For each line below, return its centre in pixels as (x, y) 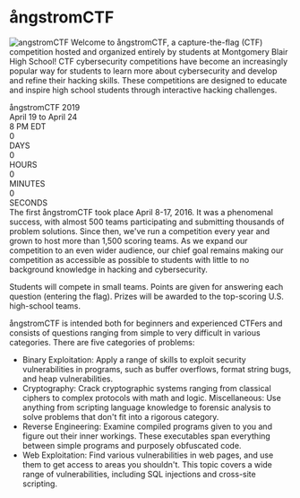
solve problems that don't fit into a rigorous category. (120, 416)
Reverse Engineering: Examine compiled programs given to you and (147, 426)
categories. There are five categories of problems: (102, 342)
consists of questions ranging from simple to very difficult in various (135, 332)
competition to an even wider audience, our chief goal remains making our (146, 250)
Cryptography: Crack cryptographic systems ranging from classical (146, 388)
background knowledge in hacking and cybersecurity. (109, 269)
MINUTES (27, 183)
